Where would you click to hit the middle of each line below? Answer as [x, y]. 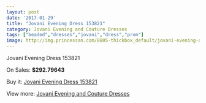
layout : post [23, 12]
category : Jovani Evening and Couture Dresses [67, 29]
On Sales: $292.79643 [36, 70]
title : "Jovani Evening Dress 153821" [56, 23]
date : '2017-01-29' [31, 18]
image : [15, 40]
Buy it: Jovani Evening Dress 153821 [52, 82]
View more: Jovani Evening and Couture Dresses [68, 93]
